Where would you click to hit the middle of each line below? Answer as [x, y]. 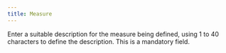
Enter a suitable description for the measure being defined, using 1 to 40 [113, 34]
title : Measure [30, 14]
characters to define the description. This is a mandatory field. [99, 41]
